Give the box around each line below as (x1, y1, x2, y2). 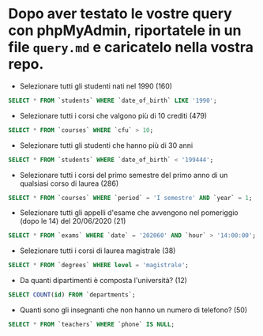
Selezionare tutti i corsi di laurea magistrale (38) (19, 246, 176, 255)
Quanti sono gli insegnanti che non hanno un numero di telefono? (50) (19, 305, 248, 315)
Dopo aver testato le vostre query (8, 5, 233, 23)
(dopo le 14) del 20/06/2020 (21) (19, 217, 126, 226)
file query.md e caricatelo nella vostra (8, 39, 254, 56)
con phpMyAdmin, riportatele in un (8, 21, 242, 40)
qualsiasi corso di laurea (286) (19, 179, 119, 188)
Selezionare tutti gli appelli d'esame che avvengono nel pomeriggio (19, 208, 239, 217)
